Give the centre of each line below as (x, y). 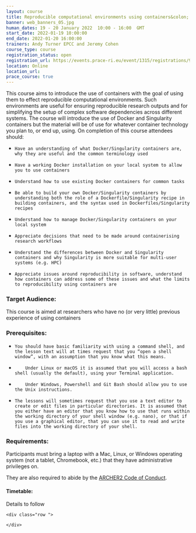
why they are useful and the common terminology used (81, 154)
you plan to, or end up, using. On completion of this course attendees (90, 131)
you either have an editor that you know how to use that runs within (102, 411)
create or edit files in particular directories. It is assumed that (101, 406)
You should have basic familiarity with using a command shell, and (99, 346)
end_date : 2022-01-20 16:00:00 (44, 39)
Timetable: (20, 491)
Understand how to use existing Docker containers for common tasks (99, 182)
